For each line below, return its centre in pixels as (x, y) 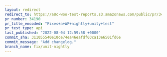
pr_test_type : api (24, 28)
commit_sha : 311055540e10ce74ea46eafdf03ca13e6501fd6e (63, 38)
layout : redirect (23, 10)
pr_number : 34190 (23, 19)
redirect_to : (18, 14)
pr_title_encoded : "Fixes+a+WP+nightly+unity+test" (59, 24)
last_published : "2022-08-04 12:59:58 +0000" (53, 33)
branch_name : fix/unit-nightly (37, 47)
